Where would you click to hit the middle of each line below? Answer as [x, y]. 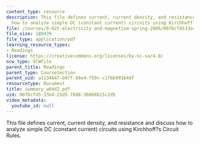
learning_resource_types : [38, 45]
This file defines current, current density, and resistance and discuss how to [100, 123]
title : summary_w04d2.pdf [38, 89]
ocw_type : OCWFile [29, 61]
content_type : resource [36, 12]
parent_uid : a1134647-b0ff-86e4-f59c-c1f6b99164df [70, 78]
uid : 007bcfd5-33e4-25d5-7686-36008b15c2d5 [61, 95]
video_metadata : [26, 100]
